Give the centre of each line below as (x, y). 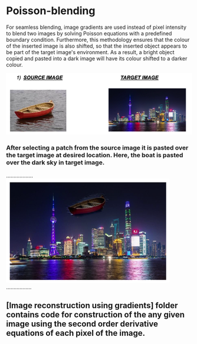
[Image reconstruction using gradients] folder (92, 305)
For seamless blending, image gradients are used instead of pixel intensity (96, 27)
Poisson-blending (51, 11)
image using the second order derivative (82, 324)
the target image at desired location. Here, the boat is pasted (95, 156)
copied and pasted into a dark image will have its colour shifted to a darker (97, 58)
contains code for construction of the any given (95, 315)
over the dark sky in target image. (55, 163)
